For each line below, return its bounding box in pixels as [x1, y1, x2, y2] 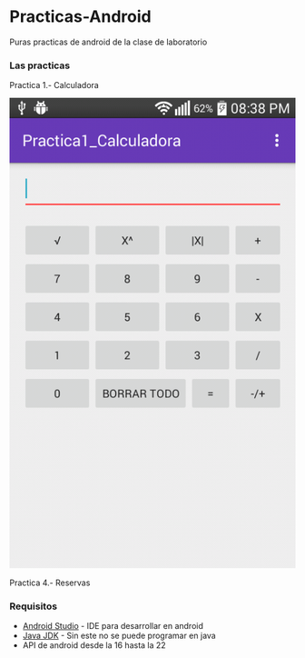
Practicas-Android [9, 6, 152, 27]
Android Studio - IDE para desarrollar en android [22, 621, 204, 632]
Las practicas [9, 59, 71, 72]
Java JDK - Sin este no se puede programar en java [22, 630, 216, 642]
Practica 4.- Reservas [9, 577, 91, 588]
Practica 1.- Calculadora [9, 80, 100, 91]
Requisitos [9, 600, 57, 613]
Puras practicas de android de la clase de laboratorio [9, 36, 208, 47]
